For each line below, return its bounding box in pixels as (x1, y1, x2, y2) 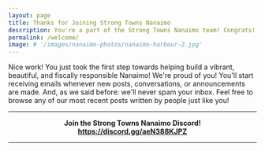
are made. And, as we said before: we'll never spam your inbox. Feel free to (8, 87, 254, 97)
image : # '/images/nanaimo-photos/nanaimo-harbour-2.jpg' (8, 41, 203, 49)
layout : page (8, 11, 51, 20)
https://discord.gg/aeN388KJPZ (77, 127, 188, 136)
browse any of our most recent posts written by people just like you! (8, 96, 230, 105)
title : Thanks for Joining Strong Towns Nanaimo (8, 19, 171, 27)
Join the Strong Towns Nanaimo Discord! (64, 119, 201, 128)
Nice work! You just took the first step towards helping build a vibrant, (8, 62, 235, 72)
